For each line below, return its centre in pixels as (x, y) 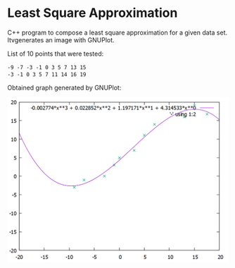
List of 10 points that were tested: (56, 54)
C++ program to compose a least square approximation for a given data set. (118, 32)
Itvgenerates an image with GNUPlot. (61, 39)
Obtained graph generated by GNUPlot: (64, 87)
